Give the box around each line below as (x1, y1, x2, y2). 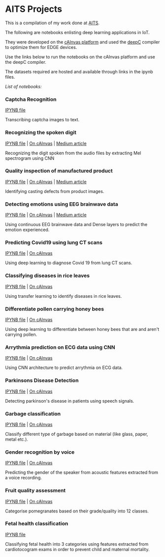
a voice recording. (5, 475, 42, 481)
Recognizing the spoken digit (5, 129, 76, 136)
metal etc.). (5, 436, 29, 442)
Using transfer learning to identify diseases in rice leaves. (5, 293, 122, 299)
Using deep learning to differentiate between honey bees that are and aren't (5, 326, 160, 332)
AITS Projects (5, 3, 63, 15)
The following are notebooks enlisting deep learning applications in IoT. (5, 29, 150, 35)
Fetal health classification (5, 520, 68, 527)
